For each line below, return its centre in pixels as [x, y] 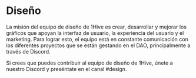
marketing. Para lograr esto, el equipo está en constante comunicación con [97, 39]
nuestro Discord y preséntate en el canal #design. [67, 69]
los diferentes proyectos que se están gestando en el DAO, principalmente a [98, 45]
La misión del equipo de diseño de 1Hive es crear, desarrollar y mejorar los [97, 27]
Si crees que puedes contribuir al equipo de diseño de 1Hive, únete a [89, 63]
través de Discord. [29, 51]
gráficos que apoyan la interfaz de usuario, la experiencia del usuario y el [95, 33]
